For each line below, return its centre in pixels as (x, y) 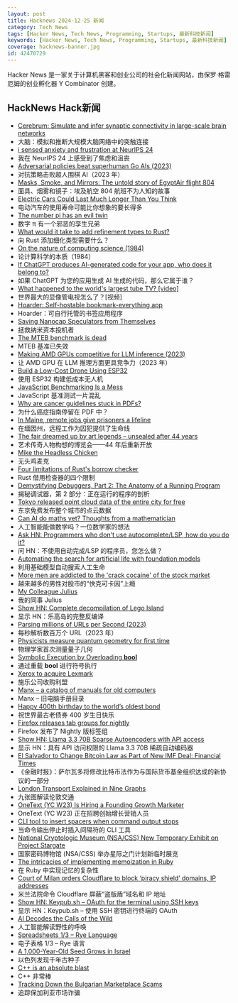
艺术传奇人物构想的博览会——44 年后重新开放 (85, 444)
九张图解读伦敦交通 (46, 796)
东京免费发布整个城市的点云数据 (64, 510)
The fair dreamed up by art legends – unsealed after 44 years (108, 436)
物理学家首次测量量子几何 (55, 649)
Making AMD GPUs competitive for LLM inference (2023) (102, 354)
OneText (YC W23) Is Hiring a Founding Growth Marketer (101, 805)
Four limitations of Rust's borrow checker (78, 468)
